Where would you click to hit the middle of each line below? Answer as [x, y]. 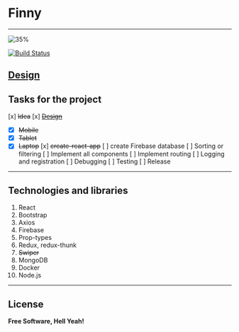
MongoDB [33, 261]
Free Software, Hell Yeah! [46, 321]
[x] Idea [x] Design [35, 116]
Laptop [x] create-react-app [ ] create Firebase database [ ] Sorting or [121, 146]
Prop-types [35, 238]
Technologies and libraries [68, 190]
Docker [29, 268]
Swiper [29, 253]
